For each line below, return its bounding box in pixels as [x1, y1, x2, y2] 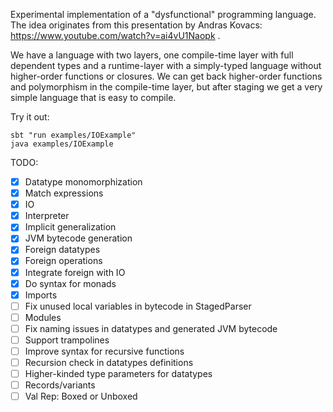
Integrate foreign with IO [24, 266, 126, 278]
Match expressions [24, 187, 104, 199]
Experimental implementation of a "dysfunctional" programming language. [10, 9, 317, 20]
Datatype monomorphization [24, 176, 143, 188]
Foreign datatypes [24, 244, 101, 256]
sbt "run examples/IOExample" [10, 130, 137, 140]
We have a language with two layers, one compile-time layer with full [10, 49, 294, 61]
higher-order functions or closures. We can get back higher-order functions [10, 70, 323, 82]
